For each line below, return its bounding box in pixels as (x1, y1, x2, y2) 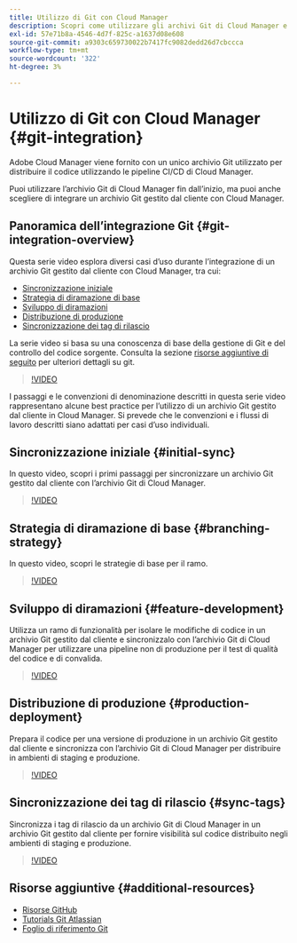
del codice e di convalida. (9, 654, 103, 664)
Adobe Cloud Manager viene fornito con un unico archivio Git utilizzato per (9, 156, 283, 167)
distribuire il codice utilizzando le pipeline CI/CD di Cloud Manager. (9, 166, 254, 177)
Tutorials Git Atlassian (21, 914, 102, 924)
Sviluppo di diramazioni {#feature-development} (9, 601, 285, 616)
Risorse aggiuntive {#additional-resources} (9, 881, 255, 896)
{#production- (168, 696, 250, 711)
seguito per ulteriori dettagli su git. (9, 356, 136, 367)
